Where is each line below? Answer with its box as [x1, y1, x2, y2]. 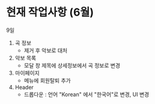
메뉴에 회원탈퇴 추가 [23, 76, 71, 84]
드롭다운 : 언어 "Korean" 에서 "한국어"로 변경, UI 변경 [23, 91, 150, 98]
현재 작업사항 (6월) [6, 5, 94, 19]
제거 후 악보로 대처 [23, 46, 68, 54]
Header [14, 84, 34, 91]
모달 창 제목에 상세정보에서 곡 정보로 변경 [23, 61, 121, 69]
